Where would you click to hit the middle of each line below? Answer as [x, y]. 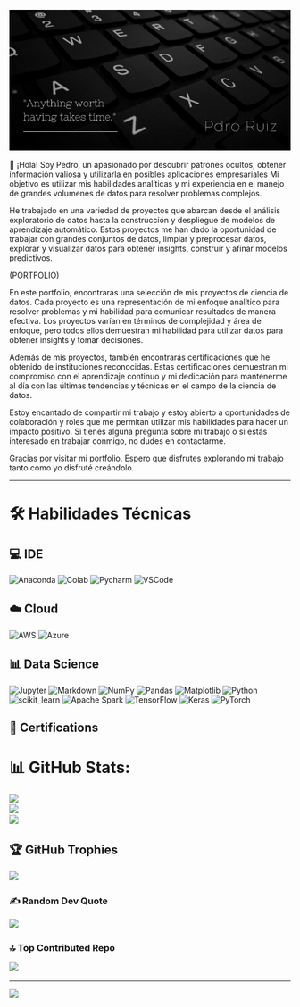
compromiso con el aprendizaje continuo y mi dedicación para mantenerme [148, 376]
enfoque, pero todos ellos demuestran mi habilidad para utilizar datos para [146, 330]
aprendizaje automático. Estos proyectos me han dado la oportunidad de [143, 229]
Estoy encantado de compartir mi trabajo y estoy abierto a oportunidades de [150, 412]
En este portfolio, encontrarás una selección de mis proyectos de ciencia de [149, 292]
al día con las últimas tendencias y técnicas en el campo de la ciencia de [143, 386]
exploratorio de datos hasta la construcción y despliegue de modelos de [142, 220]
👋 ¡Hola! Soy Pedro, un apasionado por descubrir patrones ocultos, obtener [148, 165]
